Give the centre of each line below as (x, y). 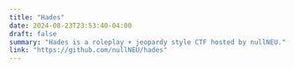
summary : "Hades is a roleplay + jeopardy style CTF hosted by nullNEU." (148, 42)
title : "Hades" (37, 17)
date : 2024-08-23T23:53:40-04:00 (71, 26)
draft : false (33, 34)
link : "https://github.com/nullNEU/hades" (88, 50)
